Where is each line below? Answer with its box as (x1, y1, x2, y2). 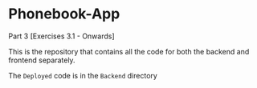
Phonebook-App (8, 5, 120, 23)
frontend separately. (8, 55, 75, 65)
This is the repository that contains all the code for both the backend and (8, 46, 250, 56)
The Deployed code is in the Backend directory (8, 70, 158, 80)
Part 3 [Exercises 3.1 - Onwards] (8, 31, 115, 41)
